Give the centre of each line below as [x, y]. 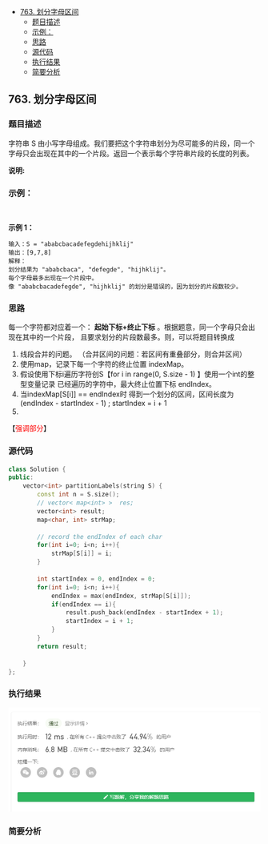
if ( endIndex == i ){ [83, 604]
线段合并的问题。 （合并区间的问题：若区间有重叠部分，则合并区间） [133, 354]
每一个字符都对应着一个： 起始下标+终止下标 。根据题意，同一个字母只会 [128, 328]
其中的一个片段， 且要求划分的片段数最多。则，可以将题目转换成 [128, 337]
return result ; [62, 646]
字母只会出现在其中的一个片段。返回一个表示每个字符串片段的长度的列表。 [131, 153]
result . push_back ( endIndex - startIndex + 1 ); [144, 613]
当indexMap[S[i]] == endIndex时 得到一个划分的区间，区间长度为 [127, 394]
